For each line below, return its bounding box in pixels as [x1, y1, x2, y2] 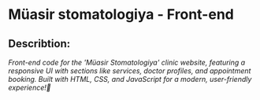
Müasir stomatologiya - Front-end [8, 6, 234, 24]
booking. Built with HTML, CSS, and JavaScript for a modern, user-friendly [8, 75, 252, 83]
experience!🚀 [8, 83, 51, 92]
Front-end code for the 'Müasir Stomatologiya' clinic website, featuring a [8, 57, 246, 67]
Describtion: [8, 37, 71, 50]
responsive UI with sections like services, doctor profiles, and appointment [8, 66, 251, 76]
